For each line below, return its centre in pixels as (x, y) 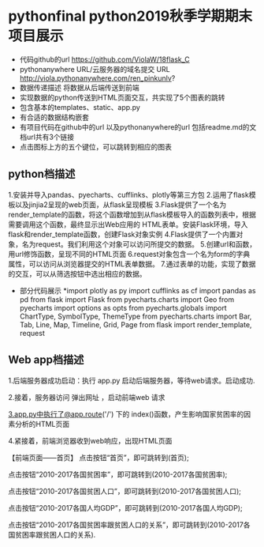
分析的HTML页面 (42, 424)
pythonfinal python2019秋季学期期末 (130, 16)
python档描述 (42, 174)
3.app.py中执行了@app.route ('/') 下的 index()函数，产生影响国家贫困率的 (126, 414)
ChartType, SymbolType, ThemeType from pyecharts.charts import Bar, (136, 316)
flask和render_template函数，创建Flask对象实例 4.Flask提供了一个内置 (122, 234)
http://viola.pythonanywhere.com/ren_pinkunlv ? (97, 78)
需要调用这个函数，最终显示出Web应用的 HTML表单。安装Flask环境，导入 (128, 224)
